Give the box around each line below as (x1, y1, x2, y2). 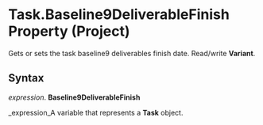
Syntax (8, 71, 44, 85)
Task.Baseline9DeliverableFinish (8, 6, 230, 24)
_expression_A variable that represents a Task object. (8, 108, 184, 117)
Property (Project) (8, 22, 130, 40)
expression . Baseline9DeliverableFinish (8, 93, 141, 102)
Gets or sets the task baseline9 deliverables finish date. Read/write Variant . (8, 48, 256, 58)
